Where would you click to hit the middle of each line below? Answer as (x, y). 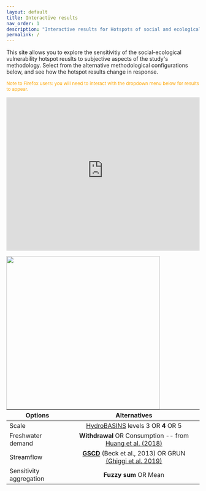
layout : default (27, 12)
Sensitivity (25, 471)
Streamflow (26, 457)
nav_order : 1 (23, 23)
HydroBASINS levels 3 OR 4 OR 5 (134, 426)
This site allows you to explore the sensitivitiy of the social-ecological (94, 52)
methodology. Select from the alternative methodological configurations (97, 66)
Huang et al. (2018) (134, 444)
